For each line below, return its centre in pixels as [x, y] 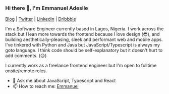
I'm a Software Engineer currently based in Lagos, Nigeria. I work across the [84, 29]
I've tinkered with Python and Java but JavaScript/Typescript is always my [83, 45]
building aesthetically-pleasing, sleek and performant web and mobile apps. [84, 39]
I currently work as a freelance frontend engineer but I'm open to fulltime [81, 66]
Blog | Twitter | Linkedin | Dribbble [41, 19]
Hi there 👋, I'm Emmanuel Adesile [47, 8]
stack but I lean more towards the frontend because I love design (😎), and [82, 34]
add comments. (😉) [26, 56]
